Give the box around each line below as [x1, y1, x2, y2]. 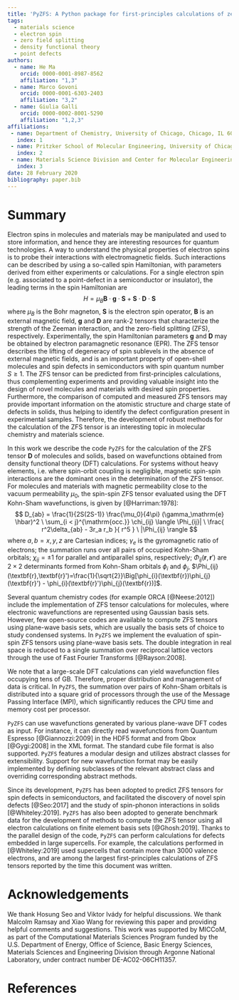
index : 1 [16, 136, 43, 143]
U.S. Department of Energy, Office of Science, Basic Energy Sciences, [7, 940, 213, 949]
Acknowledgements [7, 887, 129, 902]
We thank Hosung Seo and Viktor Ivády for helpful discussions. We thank [7, 910, 222, 919]
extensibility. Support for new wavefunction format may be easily [7, 757, 198, 766]
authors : [7, 57, 33, 64]
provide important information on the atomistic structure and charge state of [7, 400, 231, 408]
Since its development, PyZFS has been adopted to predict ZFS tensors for [7, 785, 224, 795]
